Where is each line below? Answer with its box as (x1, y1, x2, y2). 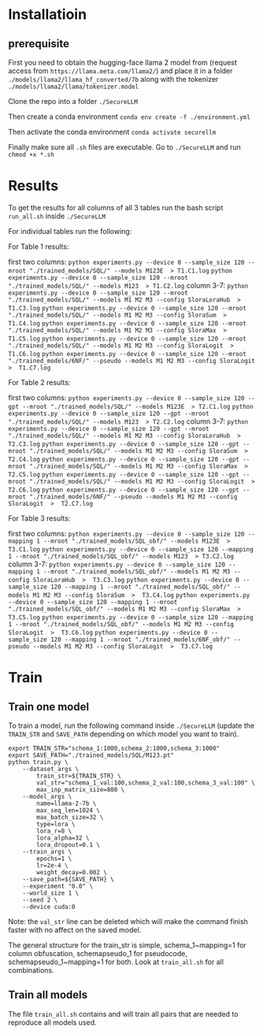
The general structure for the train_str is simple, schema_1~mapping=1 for (8, 940, 246, 950)
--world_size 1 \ (22, 888, 80, 897)
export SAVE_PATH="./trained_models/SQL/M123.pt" (8, 751, 175, 759)
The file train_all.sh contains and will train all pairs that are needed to (8, 1009, 239, 1018)
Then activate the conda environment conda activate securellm (8, 128, 217, 136)
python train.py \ (8, 758, 69, 766)
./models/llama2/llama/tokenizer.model (8, 83, 139, 91)
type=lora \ (36, 820, 76, 828)
